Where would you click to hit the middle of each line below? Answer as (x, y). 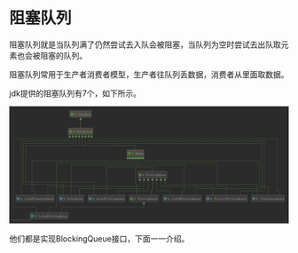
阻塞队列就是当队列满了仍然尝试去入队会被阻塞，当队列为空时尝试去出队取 (145, 44)
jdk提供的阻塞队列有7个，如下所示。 (75, 93)
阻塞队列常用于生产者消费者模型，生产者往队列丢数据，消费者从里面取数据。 (149, 74)
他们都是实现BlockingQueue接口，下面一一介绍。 (99, 238)
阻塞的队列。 (63, 55)
